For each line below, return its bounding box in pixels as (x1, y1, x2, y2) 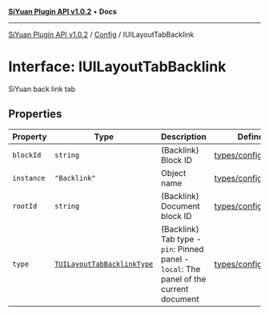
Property (12, 131, 47, 142)
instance (12, 173, 46, 182)
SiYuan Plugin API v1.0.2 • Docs (8, 7, 118, 16)
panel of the (161, 273, 207, 285)
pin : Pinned (161, 243, 204, 254)
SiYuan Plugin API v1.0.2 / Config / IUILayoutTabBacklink (8, 30, 195, 39)
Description (161, 131, 207, 142)
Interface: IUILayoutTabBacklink (8, 58, 227, 76)
